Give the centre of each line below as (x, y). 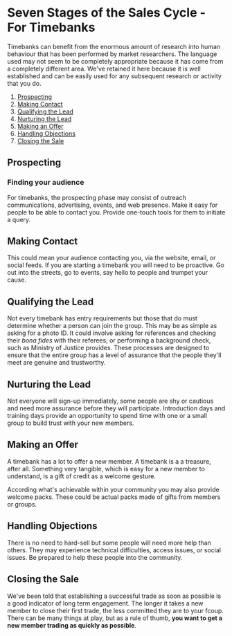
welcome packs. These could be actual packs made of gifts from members (114, 497)
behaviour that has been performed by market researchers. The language (112, 54)
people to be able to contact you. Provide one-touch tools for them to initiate (116, 212)
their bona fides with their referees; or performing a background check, (109, 340)
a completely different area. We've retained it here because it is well (104, 69)
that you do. (24, 83)
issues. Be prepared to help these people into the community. (95, 557)
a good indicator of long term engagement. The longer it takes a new (105, 603)
